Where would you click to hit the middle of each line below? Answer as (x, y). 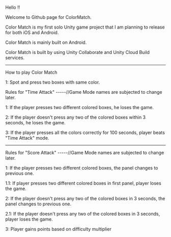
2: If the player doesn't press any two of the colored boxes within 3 (76, 117)
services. (15, 58)
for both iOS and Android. (32, 32)
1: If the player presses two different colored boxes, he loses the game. (80, 107)
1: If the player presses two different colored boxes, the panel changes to (82, 168)
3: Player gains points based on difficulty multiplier (59, 229)
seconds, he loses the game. (36, 123)
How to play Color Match (31, 72)
